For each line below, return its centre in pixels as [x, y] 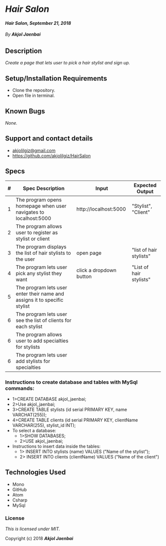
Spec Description [44, 188]
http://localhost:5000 [101, 209]
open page [89, 253]
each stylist [29, 326]
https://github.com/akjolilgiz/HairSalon [51, 156]
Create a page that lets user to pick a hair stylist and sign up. [67, 63]
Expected [145, 185]
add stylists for [33, 361]
